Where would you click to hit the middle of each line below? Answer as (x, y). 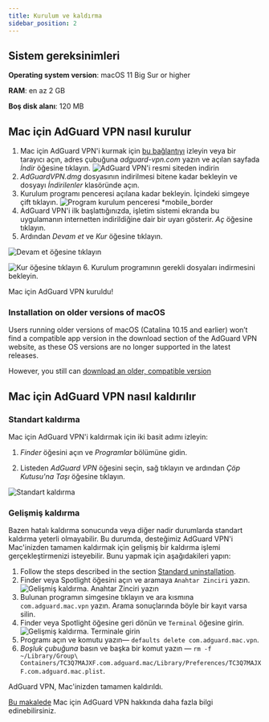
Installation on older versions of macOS (87, 313)
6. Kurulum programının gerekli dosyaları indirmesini (169, 268)
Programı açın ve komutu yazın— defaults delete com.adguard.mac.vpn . (139, 640)
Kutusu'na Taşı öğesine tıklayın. (73, 477)
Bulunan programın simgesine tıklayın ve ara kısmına (107, 597)
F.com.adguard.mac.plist (61, 672)
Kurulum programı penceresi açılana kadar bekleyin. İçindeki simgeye (135, 194)
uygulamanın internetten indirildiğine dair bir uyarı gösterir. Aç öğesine (136, 219)
